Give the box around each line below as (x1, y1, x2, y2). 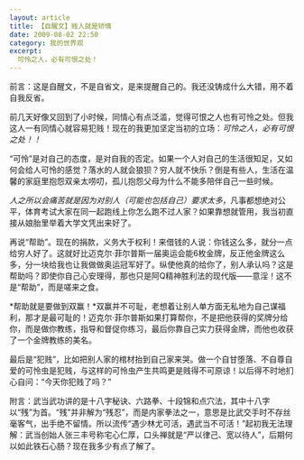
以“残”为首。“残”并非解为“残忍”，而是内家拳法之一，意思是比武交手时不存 (9, 407, 283, 418)
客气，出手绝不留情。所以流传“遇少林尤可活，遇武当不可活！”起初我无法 (16, 419, 286, 428)
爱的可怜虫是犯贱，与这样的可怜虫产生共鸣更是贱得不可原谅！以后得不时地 (9, 365, 286, 375)
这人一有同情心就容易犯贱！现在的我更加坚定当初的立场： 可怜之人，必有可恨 (9, 123, 294, 133)
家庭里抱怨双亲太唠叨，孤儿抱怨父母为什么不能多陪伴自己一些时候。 (24, 176, 278, 186)
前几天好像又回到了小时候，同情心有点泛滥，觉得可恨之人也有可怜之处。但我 (9, 112, 294, 122)
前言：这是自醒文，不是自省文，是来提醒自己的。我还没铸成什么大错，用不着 (9, 81, 294, 91)
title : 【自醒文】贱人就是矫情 (9, 22, 112, 31)
